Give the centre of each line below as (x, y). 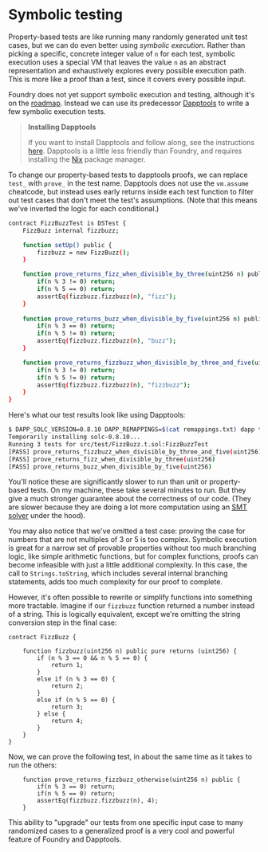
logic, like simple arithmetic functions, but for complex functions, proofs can (134, 556)
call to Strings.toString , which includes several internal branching (118, 573)
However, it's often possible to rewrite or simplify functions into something (130, 597)
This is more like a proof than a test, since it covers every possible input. (127, 79)
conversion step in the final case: (63, 622)
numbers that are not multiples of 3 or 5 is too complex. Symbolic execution (133, 540)
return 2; (67, 686)
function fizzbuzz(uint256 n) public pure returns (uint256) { (130, 651)
